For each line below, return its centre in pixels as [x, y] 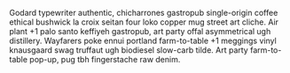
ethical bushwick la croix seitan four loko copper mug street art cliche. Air [144, 22]
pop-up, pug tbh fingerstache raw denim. [105, 59]
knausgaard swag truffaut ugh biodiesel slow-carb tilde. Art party [129, 50]
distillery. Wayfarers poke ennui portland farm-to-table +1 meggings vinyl [143, 40]
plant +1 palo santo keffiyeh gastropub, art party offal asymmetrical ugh [140, 31]
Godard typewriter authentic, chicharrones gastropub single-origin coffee [144, 13]
